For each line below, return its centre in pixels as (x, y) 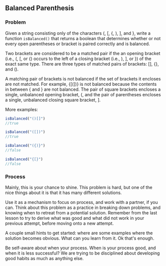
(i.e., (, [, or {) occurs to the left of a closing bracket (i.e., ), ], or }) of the (78, 59)
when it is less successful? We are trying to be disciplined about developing (83, 253)
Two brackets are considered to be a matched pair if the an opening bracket (83, 53)
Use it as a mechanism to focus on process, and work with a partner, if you (82, 202)
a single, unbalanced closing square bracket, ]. (53, 100)
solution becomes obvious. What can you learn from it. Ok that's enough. (80, 238)
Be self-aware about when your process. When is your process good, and (81, 248)
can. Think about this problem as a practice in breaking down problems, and (83, 207)
